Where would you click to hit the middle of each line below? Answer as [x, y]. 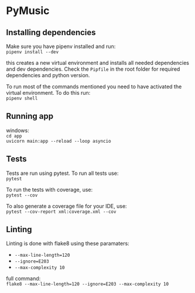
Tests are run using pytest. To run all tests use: [62, 173]
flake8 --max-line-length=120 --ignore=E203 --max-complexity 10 [87, 284]
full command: [23, 278]
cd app [14, 136]
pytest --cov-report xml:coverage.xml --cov [61, 212]
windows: [18, 130]
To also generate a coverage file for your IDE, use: [66, 206]
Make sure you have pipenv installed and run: [61, 46]
